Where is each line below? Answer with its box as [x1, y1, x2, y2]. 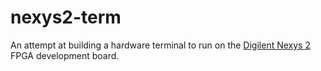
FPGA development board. [10, 49, 120, 61]
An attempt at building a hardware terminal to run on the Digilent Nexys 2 [10, 39, 311, 51]
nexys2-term [10, 6, 122, 29]
